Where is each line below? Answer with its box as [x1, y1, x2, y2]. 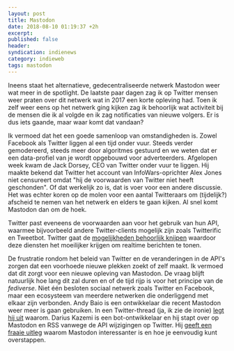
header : [8, 42, 31, 49]
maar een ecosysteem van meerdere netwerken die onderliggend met [8, 291, 208, 300]
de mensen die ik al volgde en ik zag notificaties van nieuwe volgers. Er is [8, 111, 219, 119]
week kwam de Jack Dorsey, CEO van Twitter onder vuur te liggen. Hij [8, 161, 210, 169]
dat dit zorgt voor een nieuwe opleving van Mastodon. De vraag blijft [8, 269, 205, 277]
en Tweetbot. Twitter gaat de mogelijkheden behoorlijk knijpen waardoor [8, 234, 217, 242]
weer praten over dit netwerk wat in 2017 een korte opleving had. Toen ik [8, 95, 217, 104]
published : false [8, 36, 58, 43]
